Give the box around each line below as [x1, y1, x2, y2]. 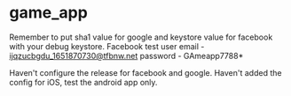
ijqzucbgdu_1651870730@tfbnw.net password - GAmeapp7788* [9, 50, 244, 61]
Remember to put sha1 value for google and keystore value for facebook [9, 32, 273, 42]
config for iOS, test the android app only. [9, 77, 158, 87]
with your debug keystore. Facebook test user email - [9, 41, 205, 51]
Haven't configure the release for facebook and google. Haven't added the [9, 67, 282, 78]
